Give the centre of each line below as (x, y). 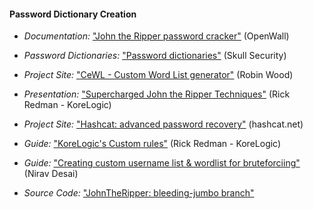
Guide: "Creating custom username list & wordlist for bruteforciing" (162, 163)
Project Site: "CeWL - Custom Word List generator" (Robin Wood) (158, 75)
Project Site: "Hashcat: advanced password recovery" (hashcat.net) (163, 124)
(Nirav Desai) (51, 174)
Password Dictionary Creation (73, 14)
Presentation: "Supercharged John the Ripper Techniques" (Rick (157, 94)
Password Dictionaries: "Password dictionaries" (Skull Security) (155, 56)
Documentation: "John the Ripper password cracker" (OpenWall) (156, 36)
